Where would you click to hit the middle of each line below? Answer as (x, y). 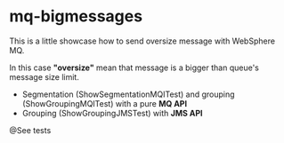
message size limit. (45, 76)
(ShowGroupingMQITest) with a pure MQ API (105, 103)
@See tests (30, 130)
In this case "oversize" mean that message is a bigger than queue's (134, 68)
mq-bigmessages (76, 16)
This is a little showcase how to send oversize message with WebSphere (142, 41)
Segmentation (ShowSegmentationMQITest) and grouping (128, 94)
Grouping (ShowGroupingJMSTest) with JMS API (112, 113)
